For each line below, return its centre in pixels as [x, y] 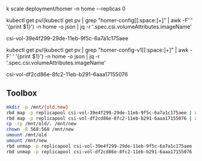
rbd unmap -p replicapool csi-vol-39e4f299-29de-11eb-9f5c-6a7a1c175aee [99, 146]
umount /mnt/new [26, 141]
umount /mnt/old [26, 135]
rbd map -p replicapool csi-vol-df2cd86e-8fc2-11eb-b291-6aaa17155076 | [99, 118]
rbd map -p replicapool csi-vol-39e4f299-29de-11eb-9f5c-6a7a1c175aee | [99, 113]
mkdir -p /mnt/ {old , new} [37, 107]
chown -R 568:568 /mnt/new [40, 129]
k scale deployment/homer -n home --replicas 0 [66, 9]
